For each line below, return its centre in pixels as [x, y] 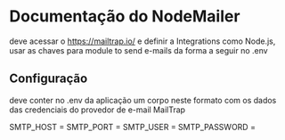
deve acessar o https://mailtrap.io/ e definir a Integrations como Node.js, [142, 41]
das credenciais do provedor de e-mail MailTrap [97, 110]
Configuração [49, 79]
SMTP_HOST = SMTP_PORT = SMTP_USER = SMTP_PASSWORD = [133, 127]
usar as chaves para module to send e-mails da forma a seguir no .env [139, 50]
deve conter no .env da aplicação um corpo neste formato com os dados [143, 100]
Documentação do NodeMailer [125, 16]
